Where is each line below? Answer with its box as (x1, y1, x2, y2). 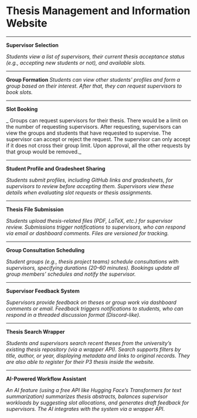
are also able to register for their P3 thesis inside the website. (6, 358, 155, 365)
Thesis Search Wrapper (6, 328, 65, 335)
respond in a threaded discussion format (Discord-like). (6, 311, 141, 318)
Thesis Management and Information (6, 4, 191, 18)
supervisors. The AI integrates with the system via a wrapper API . (6, 405, 165, 412)
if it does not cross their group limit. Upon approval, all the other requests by (6, 142, 191, 149)
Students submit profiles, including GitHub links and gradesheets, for (6, 176, 173, 183)
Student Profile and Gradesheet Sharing (6, 165, 106, 172)
